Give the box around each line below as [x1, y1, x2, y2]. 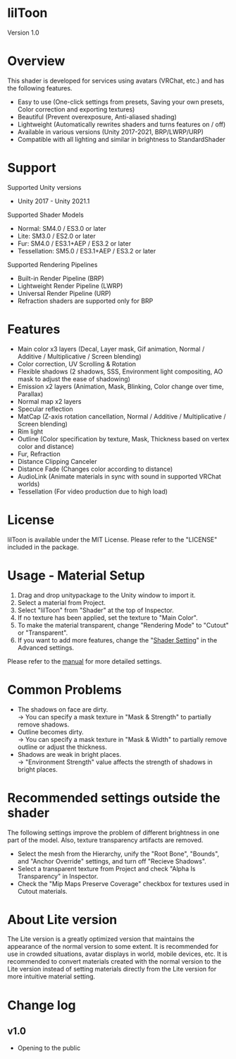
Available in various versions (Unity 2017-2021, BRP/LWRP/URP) [17, 127, 204, 136]
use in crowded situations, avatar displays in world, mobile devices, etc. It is [7, 950, 228, 958]
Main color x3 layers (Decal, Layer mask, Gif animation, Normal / [17, 345, 205, 353]
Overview [7, 53, 66, 69]
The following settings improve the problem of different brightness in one [7, 828, 220, 837]
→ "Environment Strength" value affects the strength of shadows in [17, 758, 213, 766]
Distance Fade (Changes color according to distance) [17, 465, 173, 473]
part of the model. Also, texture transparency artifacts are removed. [7, 835, 204, 844]
